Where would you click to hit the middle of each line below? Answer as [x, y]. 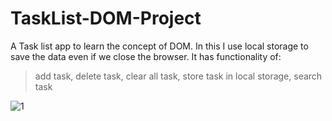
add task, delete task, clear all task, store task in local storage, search [178, 76]
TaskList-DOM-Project [106, 18]
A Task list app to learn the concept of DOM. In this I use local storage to [159, 46]
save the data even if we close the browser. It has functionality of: [146, 56]
